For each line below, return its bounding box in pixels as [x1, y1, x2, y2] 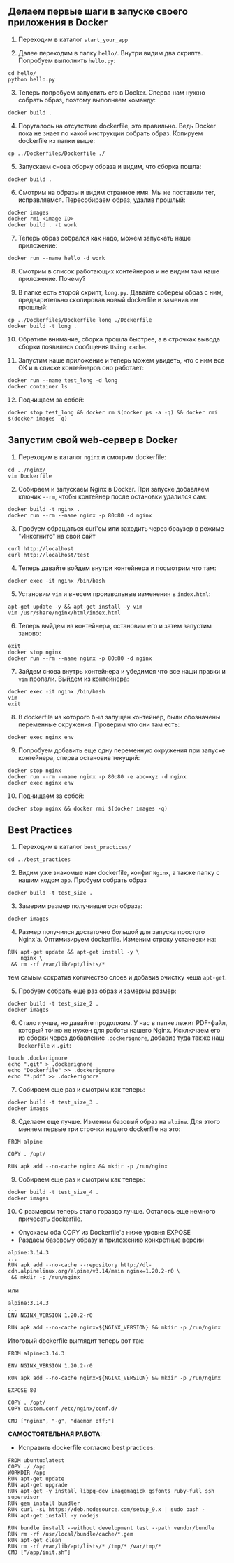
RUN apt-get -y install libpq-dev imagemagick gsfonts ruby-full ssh [8, 1488, 215, 1495]
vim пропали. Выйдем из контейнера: [17, 675, 129, 683]
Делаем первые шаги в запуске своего [8, 6, 188, 18]
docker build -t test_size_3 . [8, 1099, 99, 1107]
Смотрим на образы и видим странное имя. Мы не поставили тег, [17, 188, 216, 196]
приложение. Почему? [17, 274, 86, 283]
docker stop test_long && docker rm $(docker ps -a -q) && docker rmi [8, 409, 218, 416]
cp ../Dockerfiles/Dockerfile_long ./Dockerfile [8, 316, 152, 323]
